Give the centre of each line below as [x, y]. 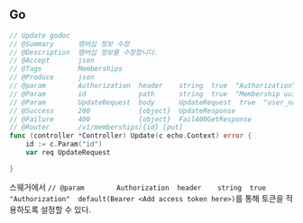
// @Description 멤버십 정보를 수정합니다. [84, 52]
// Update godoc [40, 35]
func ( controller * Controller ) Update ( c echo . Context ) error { [131, 136]
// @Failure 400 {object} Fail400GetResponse [131, 119]
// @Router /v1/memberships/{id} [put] [96, 128]
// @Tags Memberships [66, 69]
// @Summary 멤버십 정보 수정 [69, 44]
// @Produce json [52, 77]
